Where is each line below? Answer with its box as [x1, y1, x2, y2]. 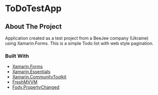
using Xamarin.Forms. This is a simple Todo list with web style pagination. [5, 40, 154, 46]
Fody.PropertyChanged [12, 84, 60, 90]
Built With [5, 52, 29, 59]
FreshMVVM [12, 79, 38, 85]
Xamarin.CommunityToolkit [12, 74, 67, 80]
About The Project [5, 22, 62, 31]
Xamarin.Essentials [12, 69, 50, 75]
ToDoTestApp [5, 3, 62, 14]
